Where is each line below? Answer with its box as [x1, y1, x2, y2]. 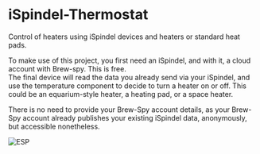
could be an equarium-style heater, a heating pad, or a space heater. [8, 89, 234, 98]
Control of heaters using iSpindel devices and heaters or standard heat [8, 32, 241, 41]
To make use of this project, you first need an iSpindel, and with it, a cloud [8, 56, 251, 65]
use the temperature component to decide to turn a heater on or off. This [8, 81, 246, 90]
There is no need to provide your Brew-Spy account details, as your [8, 105, 231, 114]
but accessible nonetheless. [8, 121, 101, 131]
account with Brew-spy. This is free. [8, 64, 127, 73]
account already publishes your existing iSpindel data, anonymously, [22, 113, 248, 122]
